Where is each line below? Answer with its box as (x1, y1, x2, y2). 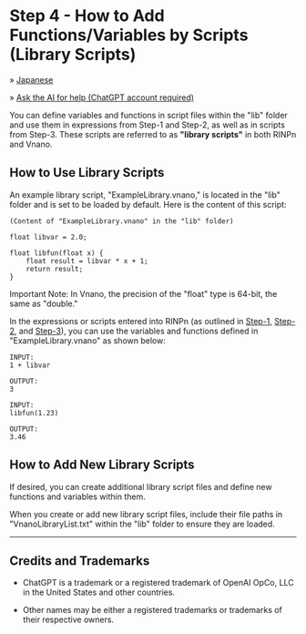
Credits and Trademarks (9, 553, 150, 568)
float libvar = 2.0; (9, 232, 88, 241)
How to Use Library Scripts (9, 165, 165, 180)
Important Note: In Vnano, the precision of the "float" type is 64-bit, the (9, 288, 278, 299)
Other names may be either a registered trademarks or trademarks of (22, 605, 282, 616)
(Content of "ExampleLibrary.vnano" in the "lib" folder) (9, 216, 234, 226)
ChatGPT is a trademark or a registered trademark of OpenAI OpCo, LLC (22, 578, 294, 588)
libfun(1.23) (9, 408, 59, 417)
